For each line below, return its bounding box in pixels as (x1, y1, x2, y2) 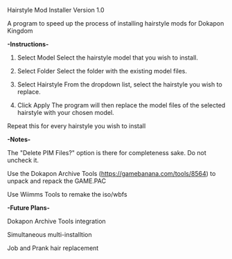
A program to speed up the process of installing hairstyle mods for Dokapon (7, 19, 224, 27)
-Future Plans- (7, 204, 50, 212)
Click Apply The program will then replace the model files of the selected (17, 101, 226, 109)
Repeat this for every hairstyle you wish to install (7, 122, 146, 130)
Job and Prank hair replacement (7, 244, 99, 252)
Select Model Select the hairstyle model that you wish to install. (17, 53, 199, 62)
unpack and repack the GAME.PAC (7, 177, 106, 185)
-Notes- (7, 135, 31, 143)
